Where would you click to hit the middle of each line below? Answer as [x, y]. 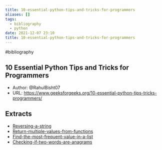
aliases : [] [17, 14]
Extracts [19, 114]
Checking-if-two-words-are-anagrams [52, 142]
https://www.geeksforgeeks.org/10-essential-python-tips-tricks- [90, 92]
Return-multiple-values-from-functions [53, 131]
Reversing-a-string [32, 126]
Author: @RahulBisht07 [36, 87]
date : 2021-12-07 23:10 [30, 33]
